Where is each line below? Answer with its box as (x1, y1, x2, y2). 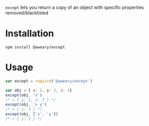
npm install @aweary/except (5, 45, 66, 50)
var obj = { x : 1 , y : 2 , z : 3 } (5, 88, 72, 93)
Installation (5, 28, 54, 39)
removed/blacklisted (5, 10, 49, 16)
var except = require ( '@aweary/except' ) (5, 78, 93, 83)
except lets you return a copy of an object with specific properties (5, 5, 144, 10)
